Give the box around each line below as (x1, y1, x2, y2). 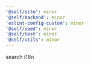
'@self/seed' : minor (5, 25, 58, 32)
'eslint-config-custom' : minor (5, 20, 85, 26)
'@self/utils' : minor (5, 37, 60, 43)
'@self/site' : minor (5, 8, 58, 15)
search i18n (5, 54, 34, 60)
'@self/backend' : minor (5, 14, 66, 20)
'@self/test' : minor (5, 31, 58, 37)
